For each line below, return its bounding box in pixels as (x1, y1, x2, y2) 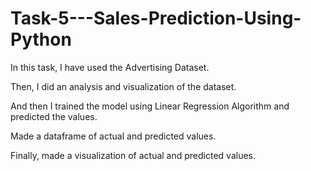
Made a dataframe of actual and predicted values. (10, 130, 217, 142)
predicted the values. (10, 110, 98, 122)
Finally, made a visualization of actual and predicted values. (10, 149, 257, 161)
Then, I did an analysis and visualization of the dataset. (10, 80, 237, 92)
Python (10, 28, 72, 51)
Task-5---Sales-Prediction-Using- (10, 7, 302, 30)
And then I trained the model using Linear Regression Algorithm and (10, 100, 290, 112)
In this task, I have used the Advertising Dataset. (10, 61, 210, 73)
